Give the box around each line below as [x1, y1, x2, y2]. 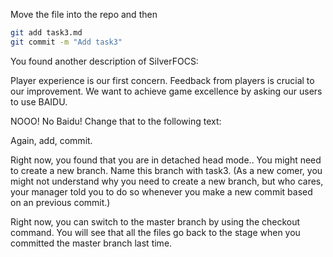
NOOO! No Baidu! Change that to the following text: [10, 115, 222, 127]
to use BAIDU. [10, 95, 68, 108]
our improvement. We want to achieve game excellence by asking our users [10, 85, 323, 97]
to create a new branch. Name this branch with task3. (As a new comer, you [10, 164, 323, 176]
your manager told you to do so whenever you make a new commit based [10, 185, 313, 198]
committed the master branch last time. [10, 237, 173, 249]
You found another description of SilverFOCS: [10, 55, 199, 67]
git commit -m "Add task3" [10, 37, 123, 47]
